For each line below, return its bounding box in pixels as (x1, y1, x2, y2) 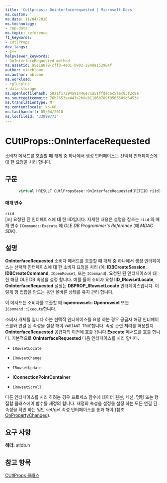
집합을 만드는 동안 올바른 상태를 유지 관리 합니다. (19, 289, 114, 295)
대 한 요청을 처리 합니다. (5, 159, 52, 165)
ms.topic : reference (5, 30, 48, 35)
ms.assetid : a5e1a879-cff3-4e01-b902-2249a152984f (5, 63, 112, 68)
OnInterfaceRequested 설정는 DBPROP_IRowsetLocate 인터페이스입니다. (5, 283, 154, 289)
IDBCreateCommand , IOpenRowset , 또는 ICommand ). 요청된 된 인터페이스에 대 (5, 270, 157, 276)
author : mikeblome (5, 68, 43, 73)
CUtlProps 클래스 (5, 473, 40, 479)
